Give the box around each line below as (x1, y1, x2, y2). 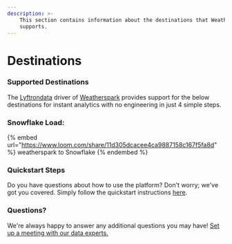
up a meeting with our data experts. (7, 229, 108, 237)
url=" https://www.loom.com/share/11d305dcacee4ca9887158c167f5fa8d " (7, 141, 217, 149)
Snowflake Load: (7, 118, 65, 127)
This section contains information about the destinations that (19, 17, 209, 24)
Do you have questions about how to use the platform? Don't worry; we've (7, 181, 219, 189)
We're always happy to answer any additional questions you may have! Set (7, 221, 220, 229)
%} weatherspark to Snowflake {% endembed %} (7, 148, 148, 156)
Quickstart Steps (7, 165, 66, 175)
